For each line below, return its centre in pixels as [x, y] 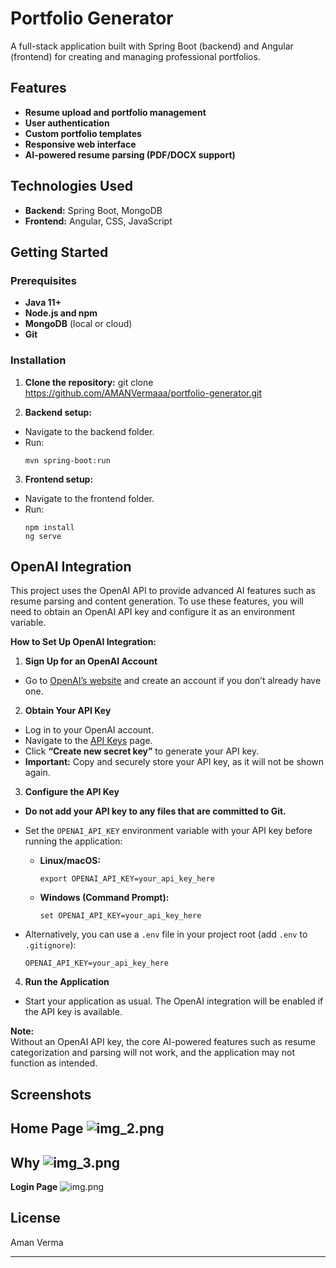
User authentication [67, 123]
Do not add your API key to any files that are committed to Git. [155, 811]
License [35, 1218]
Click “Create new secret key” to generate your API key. [142, 751]
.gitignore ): [50, 945]
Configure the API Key [72, 792]
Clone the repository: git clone [89, 382]
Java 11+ [43, 303]
